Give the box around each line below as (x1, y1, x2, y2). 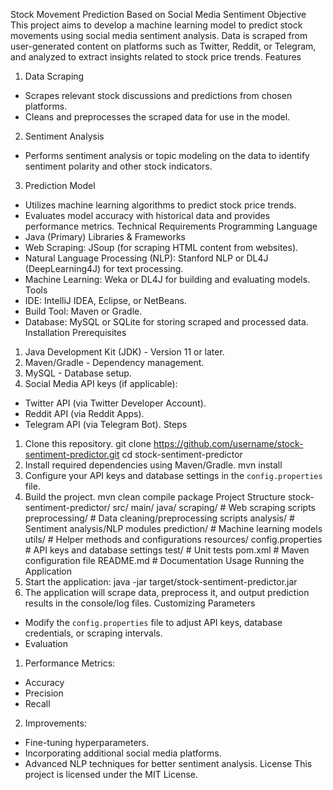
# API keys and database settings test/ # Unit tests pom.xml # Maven (24, 544, 310, 556)
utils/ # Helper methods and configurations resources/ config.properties (24, 534, 323, 545)
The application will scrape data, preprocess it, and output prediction (24, 587, 310, 598)
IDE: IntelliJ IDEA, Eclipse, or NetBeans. (24, 295, 187, 306)
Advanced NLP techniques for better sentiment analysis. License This (24, 758, 313, 769)
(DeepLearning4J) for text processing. (24, 263, 184, 274)
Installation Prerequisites (24, 327, 127, 338)
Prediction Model (24, 180, 96, 191)
